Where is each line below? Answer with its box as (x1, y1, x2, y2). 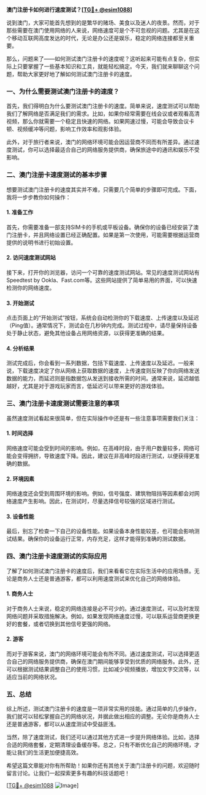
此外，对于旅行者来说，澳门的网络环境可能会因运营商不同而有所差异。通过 (6, 138, 194, 146)
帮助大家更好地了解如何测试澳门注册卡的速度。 (17, 71, 135, 77)
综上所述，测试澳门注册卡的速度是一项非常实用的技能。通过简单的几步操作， (6, 705, 200, 713)
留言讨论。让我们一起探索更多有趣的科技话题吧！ (6, 770, 130, 777)
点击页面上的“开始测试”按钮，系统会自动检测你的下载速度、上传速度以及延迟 (6, 314, 199, 322)
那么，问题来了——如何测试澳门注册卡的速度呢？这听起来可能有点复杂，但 (6, 55, 194, 62)
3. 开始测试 (6, 299, 35, 306)
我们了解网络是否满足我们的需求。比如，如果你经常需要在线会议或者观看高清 (6, 110, 200, 117)
